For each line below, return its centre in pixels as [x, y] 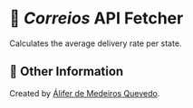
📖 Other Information [67, 72]
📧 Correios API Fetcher [96, 18]
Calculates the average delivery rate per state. [96, 43]
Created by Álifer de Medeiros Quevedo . [85, 93]
